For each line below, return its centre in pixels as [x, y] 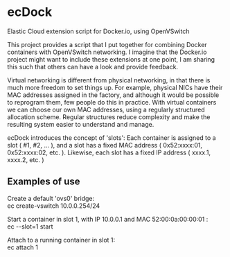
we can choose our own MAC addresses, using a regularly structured [106, 109]
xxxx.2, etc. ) [26, 159]
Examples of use [44, 182]
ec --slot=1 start [30, 227]
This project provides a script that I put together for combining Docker [107, 44]
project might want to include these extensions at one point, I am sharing [111, 59]
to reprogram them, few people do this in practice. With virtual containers [112, 102]
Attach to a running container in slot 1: [61, 240]
